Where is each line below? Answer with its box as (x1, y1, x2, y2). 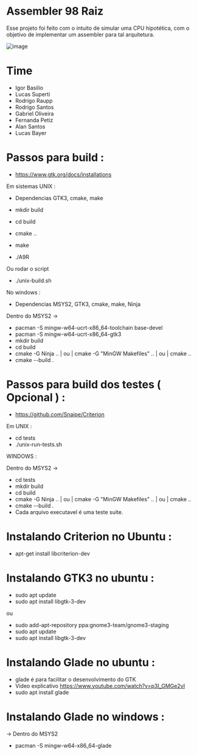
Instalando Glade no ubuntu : (6, 655, 156, 669)
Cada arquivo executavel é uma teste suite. (15, 508, 123, 515)
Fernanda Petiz (15, 116, 54, 124)
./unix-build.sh (15, 277, 52, 284)
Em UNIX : (6, 422, 32, 430)
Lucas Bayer (15, 129, 47, 136)
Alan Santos (15, 123, 46, 130)
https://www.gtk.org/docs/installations (15, 170, 112, 178)
